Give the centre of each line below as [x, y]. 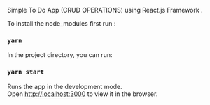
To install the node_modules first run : [62, 23]
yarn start [26, 72]
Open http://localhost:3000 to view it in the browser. [83, 94]
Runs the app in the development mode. [65, 86]
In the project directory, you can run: [60, 55]
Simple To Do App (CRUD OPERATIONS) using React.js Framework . [105, 10]
